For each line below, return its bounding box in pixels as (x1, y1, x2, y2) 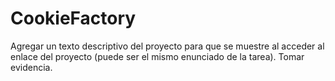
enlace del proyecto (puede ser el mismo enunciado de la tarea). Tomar (10, 50, 305, 62)
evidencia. (10, 61, 53, 73)
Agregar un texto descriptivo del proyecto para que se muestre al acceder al (10, 40, 325, 52)
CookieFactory (10, 7, 137, 30)
